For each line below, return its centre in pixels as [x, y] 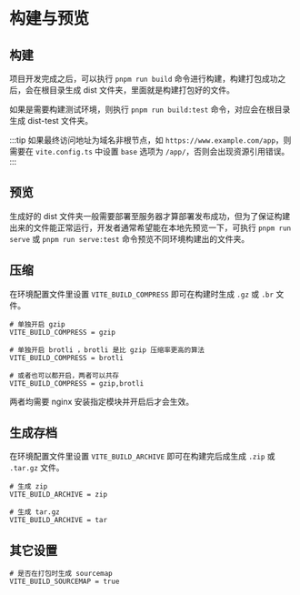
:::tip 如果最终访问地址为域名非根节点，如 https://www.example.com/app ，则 [150, 140]
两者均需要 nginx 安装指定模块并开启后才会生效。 [102, 401]
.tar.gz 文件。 [37, 468]
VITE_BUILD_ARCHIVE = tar [58, 520]
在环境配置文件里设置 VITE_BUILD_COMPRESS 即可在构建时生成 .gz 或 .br [142, 294]
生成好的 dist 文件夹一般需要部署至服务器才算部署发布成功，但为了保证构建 [150, 216]
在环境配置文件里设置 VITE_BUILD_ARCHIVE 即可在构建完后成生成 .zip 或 [142, 457]
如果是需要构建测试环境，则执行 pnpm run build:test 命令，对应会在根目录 [150, 109]
